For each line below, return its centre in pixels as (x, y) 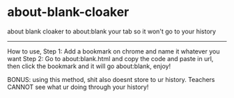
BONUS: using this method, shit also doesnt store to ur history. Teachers (111, 79)
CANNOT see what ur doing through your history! (78, 87)
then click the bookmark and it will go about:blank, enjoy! (89, 66)
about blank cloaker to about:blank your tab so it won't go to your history (112, 31)
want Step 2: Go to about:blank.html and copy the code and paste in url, (110, 58)
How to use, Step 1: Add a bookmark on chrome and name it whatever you (114, 51)
